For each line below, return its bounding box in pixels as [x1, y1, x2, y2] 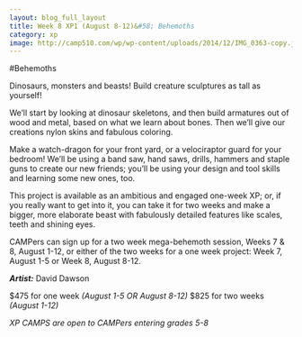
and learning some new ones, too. [9, 173, 136, 184]
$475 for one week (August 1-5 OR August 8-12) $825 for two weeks [9, 290, 265, 302]
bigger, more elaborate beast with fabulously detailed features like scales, [9, 209, 283, 221]
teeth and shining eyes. [9, 219, 96, 230]
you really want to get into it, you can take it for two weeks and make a [9, 200, 271, 211]
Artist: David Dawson [9, 273, 90, 284]
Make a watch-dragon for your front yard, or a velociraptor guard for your [9, 144, 281, 155]
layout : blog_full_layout [9, 13, 106, 23]
